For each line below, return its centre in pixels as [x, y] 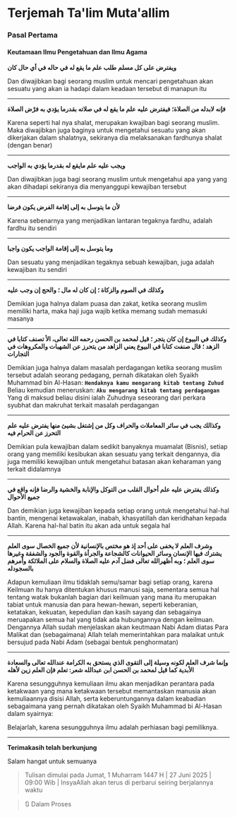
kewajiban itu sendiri [37, 270]
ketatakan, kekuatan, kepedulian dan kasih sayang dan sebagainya [104, 612]
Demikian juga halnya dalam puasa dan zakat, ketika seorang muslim [107, 304]
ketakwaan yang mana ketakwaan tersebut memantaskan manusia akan [112, 691]
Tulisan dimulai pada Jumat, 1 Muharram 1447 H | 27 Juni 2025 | [118, 775]
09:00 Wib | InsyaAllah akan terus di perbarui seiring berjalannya [119, 782]
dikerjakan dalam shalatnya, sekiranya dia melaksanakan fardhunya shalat [115, 138]
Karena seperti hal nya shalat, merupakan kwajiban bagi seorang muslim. [114, 123]
